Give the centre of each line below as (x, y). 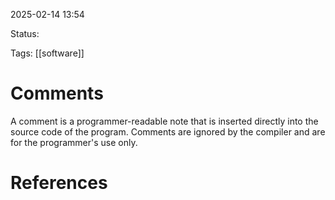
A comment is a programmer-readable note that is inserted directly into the (164, 121)
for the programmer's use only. (74, 142)
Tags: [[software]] (47, 53)
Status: (25, 33)
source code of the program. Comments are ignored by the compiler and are (168, 131)
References (59, 183)
